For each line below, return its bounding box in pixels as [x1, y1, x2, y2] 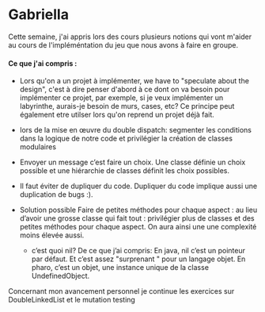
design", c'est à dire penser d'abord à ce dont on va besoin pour [19, 85, 230, 94]
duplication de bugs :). [19, 190, 93, 199]
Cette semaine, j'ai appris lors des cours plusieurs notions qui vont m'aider [8, 32, 252, 41]
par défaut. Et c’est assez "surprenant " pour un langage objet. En [31, 254, 246, 264]
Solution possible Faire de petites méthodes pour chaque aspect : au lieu [19, 205, 258, 215]
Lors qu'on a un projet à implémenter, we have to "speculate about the [19, 76, 249, 86]
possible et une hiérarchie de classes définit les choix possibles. [19, 166, 229, 175]
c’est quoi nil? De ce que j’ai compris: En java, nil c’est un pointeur [31, 246, 245, 256]
